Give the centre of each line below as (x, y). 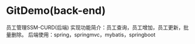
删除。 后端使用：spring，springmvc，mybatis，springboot (83, 34)
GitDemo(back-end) (56, 11)
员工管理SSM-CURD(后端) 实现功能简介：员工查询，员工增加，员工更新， (95, 27)
